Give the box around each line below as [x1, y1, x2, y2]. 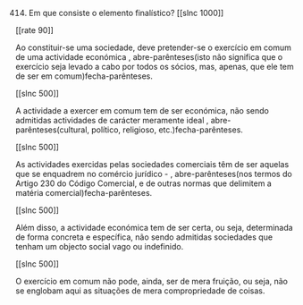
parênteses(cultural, [15, 124, 89, 135]
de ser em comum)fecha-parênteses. [15, 71, 154, 81]
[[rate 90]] [15, 25, 54, 35]
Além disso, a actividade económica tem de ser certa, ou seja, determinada [15, 223, 294, 233]
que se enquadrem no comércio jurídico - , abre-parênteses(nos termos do [15, 169, 292, 179]
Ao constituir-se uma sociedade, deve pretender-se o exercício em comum [15, 42, 292, 53]
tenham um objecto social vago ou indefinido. [15, 241, 184, 251]
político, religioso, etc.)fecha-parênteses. [90, 124, 243, 135]
